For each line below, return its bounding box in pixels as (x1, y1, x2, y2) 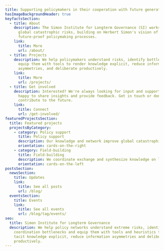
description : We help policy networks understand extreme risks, (9, 225, 145, 230)
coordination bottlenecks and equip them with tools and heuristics (14, 230, 156, 234)
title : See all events (18, 207, 64, 212)
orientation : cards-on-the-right (18, 144, 86, 148)
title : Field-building (18, 152, 64, 157)
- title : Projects (9, 52, 47, 58)
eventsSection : (9, 193, 41, 198)
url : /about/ (18, 48, 45, 53)
